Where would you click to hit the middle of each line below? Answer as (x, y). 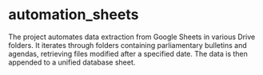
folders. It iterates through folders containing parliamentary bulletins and (128, 45)
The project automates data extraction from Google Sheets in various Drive (132, 37)
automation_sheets (74, 15)
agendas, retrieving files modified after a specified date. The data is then (128, 53)
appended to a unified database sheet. (72, 62)
